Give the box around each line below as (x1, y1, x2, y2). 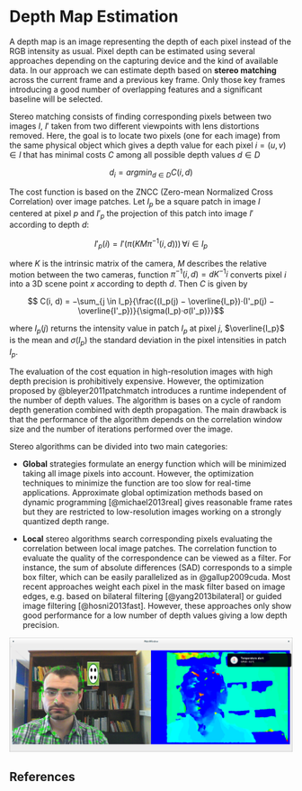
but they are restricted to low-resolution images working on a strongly (22, 506, 281, 517)
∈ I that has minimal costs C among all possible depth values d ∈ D (9, 149, 261, 159)
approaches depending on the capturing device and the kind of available (9, 55, 279, 66)
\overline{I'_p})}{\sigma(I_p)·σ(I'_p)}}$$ (77, 305, 225, 316)
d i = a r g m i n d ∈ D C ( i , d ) (109, 167, 193, 179)
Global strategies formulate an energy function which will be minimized (22, 458, 287, 469)
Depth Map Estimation (9, 6, 179, 27)
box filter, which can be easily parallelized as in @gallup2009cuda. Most (22, 571, 291, 582)
